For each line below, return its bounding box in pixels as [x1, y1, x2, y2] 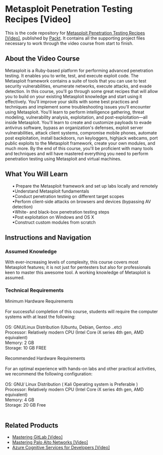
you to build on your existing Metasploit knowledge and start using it [5, 93, 142, 99]
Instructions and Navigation [5, 233, 91, 241]
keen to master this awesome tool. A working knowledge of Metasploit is [5, 270, 151, 276]
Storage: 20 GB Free [5, 402, 46, 408]
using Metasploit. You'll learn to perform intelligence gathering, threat [5, 109, 145, 115]
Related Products [5, 421, 58, 430]
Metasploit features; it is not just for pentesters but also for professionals [5, 264, 151, 270]
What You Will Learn [5, 170, 68, 178]
